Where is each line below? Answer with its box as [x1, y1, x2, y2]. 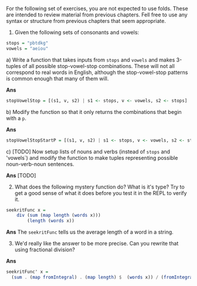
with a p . [6, 115, 26, 122]
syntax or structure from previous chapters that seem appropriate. [6, 18, 166, 24]
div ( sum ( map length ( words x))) [16, 213, 101, 218]
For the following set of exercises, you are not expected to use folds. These [6, 5, 189, 12]
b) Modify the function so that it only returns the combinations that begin [6, 108, 182, 115]
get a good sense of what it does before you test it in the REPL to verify [14, 189, 187, 196]
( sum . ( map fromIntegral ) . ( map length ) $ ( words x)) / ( [11, 274, 164, 280]
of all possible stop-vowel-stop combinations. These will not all [22, 62, 175, 69]
